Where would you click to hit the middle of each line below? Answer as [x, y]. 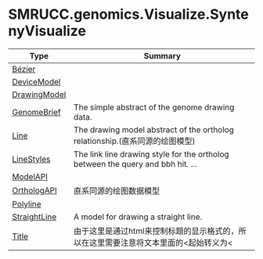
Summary [162, 56]
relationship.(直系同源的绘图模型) [134, 141]
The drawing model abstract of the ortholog [154, 129]
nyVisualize [47, 31]
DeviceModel [36, 81]
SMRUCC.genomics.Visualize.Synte [128, 14]
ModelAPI [30, 176]
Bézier [24, 69]
